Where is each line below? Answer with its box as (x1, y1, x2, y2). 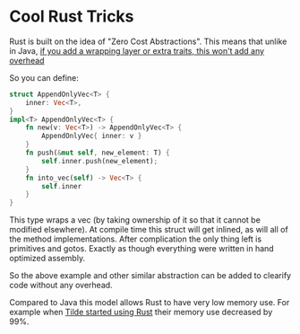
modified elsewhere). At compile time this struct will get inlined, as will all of (9, 224, 288, 235)
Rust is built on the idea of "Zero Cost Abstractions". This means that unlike (9, 36, 287, 47)
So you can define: (9, 72, 79, 83)
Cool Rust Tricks (9, 6, 134, 27)
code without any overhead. (9, 280, 114, 291)
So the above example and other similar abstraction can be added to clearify (9, 270, 292, 281)
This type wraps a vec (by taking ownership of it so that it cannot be (9, 215, 261, 225)
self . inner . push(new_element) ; (41, 156, 159, 165)
